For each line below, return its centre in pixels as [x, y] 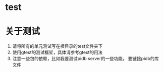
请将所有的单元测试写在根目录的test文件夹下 [57, 46]
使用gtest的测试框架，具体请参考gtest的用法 [57, 52]
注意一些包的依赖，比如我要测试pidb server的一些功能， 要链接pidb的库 [85, 59]
